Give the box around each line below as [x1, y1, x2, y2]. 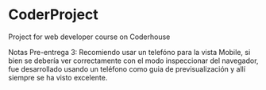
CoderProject [8, 6, 99, 24]
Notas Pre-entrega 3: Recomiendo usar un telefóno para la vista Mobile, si [8, 47, 251, 57]
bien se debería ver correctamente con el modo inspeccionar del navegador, [8, 56, 259, 65]
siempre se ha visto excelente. [8, 72, 108, 82]
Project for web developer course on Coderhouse [8, 32, 171, 41]
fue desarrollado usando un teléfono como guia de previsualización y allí [8, 64, 246, 73]
